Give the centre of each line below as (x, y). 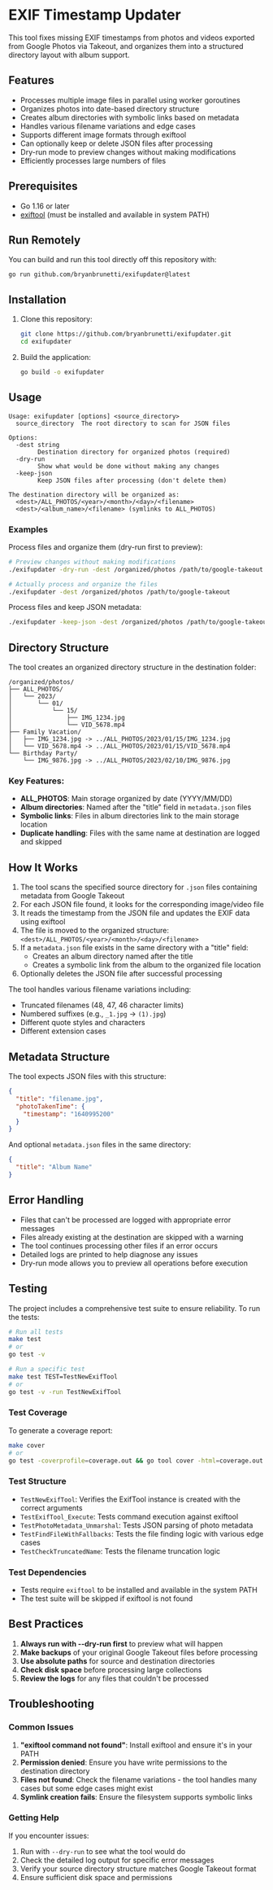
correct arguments (51, 1507)
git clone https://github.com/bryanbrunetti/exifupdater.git (126, 334)
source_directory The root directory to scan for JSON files (123, 423)
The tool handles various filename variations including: (100, 989)
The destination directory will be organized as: (94, 494)
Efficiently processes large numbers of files (93, 160)
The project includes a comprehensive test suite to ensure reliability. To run (134, 1308)
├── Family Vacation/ (45, 732)
